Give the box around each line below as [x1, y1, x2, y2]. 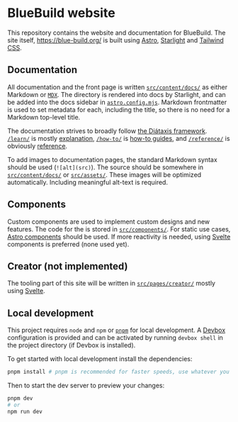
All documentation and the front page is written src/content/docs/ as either [7, 83, 228, 91]
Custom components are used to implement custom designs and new [7, 217, 210, 226]
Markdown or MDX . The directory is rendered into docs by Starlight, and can [7, 90, 227, 98]
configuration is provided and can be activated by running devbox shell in [7, 333, 223, 342]
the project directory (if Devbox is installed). [7, 341, 136, 350]
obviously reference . [7, 142, 68, 150]
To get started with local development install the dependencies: [7, 355, 193, 363]
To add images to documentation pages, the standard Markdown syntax [7, 155, 217, 164]
